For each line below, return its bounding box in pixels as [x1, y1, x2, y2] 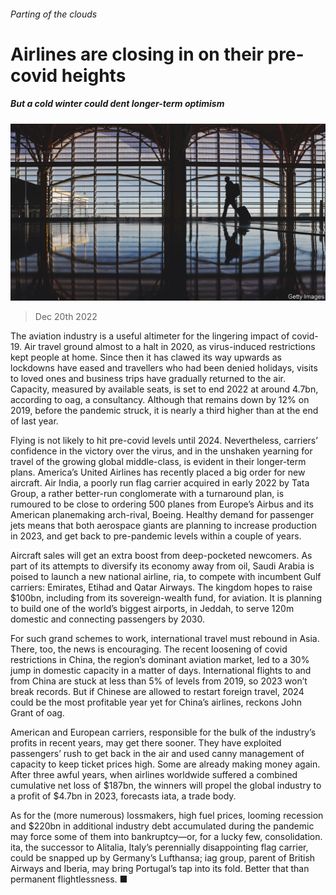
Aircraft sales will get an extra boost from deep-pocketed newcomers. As [10, 550, 313, 562]
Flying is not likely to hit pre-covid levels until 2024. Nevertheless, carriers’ [10, 435, 318, 447]
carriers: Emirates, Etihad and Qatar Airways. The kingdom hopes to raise [10, 581, 313, 594]
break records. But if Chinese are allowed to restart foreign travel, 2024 [10, 686, 305, 698]
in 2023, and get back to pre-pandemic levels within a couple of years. [10, 530, 302, 542]
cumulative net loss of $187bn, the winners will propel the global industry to [10, 780, 322, 792]
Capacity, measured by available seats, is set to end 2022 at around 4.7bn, [10, 383, 319, 395]
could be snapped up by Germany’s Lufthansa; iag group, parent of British [10, 852, 316, 864]
